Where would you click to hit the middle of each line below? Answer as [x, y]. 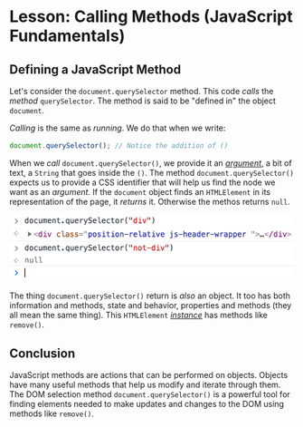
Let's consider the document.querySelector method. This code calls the [142, 91]
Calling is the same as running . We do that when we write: [118, 128]
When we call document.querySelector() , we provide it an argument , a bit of [151, 163]
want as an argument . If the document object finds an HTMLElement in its [140, 191]
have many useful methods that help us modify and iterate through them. [145, 385]
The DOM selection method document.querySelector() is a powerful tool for [150, 394]
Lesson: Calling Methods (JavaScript [151, 17]
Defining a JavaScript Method [95, 69]
